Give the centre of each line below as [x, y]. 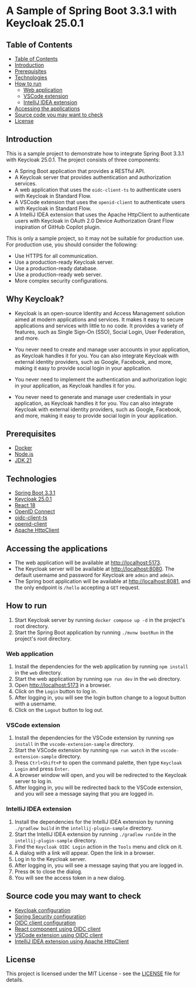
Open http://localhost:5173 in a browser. [63, 685]
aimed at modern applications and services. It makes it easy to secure [99, 319]
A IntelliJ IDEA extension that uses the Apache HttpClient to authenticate [102, 214]
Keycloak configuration [42, 910]
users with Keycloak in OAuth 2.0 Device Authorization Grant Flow [94, 221]
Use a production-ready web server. [58, 274]
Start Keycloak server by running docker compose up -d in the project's [100, 620]
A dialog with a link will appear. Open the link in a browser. [85, 853]
